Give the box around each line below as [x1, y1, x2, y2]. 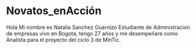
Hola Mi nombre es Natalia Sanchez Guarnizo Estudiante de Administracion [6, 24, 190, 31]
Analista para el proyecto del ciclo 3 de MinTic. [6, 36, 121, 43]
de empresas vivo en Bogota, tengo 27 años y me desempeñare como [6, 30, 178, 37]
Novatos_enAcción [6, 4, 102, 18]
